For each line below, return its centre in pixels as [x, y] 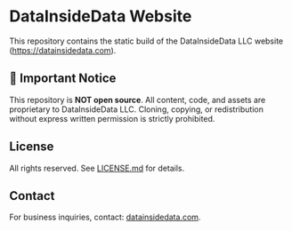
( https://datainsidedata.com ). [63, 50]
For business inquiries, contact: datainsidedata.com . [105, 217]
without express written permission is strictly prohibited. [112, 118]
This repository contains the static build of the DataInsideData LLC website [146, 41]
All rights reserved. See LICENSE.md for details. [97, 168]
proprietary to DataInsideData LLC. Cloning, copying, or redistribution [137, 109]
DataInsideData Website [101, 16]
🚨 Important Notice [63, 79]
